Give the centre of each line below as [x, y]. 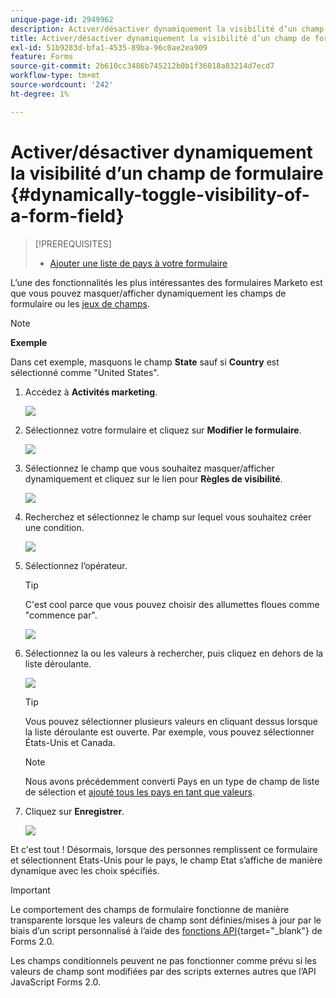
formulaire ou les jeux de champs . [80, 303]
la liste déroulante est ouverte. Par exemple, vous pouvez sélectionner [169, 732]
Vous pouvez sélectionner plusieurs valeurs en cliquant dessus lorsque [171, 721]
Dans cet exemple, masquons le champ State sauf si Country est [145, 362]
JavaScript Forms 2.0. [56, 982]
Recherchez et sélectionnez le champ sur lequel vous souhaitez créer [168, 517]
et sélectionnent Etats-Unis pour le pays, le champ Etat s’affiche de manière [166, 860]
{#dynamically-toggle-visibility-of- [160, 194]
